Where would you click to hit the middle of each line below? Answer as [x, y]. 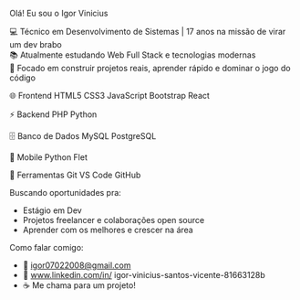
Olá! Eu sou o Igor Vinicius [59, 13]
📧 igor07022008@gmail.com [77, 265]
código [23, 78]
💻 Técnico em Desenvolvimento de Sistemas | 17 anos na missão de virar [148, 32]
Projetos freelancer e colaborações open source [114, 220]
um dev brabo [36, 44]
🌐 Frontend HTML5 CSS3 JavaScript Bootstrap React [109, 96]
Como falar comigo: [47, 247]
